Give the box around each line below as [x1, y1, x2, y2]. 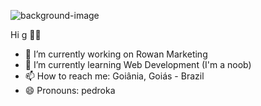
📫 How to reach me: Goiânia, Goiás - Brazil [24, 70, 205, 82]
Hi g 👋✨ [10, 29, 42, 40]
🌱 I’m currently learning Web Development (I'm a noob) [24, 59, 252, 70]
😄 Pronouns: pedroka [24, 85, 116, 96]
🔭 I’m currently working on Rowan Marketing [24, 48, 208, 60]
